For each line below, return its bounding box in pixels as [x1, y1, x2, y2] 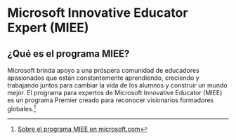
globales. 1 [7, 104, 37, 113]
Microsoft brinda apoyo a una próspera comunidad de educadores [7, 66, 200, 74]
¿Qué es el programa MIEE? [7, 48, 130, 59]
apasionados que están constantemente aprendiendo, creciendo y [7, 73, 199, 82]
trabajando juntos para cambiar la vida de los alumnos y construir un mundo [7, 81, 228, 89]
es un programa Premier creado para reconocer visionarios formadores [7, 96, 214, 104]
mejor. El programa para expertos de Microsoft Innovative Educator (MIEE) [7, 89, 223, 97]
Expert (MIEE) [7, 20, 89, 36]
